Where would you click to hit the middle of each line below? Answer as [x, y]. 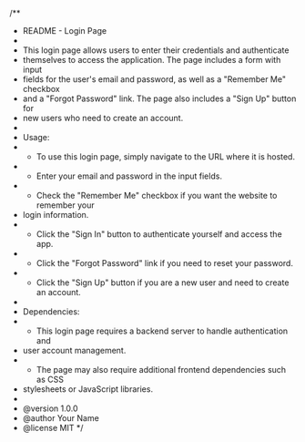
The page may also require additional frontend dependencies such [161, 370]
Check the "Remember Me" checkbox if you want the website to [157, 195]
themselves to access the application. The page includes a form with [152, 60]
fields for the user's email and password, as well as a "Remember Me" [154, 79]
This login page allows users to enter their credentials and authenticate [156, 50]
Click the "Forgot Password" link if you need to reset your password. [165, 263]
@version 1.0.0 [51, 408]
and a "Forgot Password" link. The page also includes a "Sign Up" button [159, 98]
